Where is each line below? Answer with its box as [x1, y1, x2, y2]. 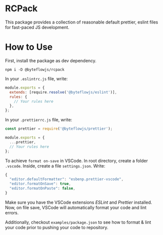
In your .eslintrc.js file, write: [5, 75, 68, 81]
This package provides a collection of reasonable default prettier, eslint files [5, 19, 158, 25]
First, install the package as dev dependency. [5, 57, 97, 64]
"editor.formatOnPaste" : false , [9, 186, 76, 191]
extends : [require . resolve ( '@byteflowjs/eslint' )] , [9, 90, 117, 94]
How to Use [5, 42, 53, 53]
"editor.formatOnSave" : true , [9, 182, 71, 187]
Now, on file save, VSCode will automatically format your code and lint [5, 204, 147, 211]
